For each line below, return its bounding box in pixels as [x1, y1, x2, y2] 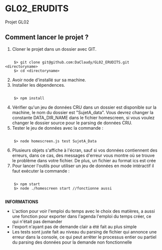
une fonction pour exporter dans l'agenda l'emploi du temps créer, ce [12, 213, 152, 219]
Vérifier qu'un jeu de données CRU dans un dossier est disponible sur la [12, 104, 157, 110]
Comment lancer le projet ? [5, 33, 89, 41]
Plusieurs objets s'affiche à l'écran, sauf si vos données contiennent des [12, 147, 158, 153]
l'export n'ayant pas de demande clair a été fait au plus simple [12, 224, 137, 230]
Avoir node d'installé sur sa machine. [12, 77, 86, 83]
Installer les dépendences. [12, 82, 66, 88]
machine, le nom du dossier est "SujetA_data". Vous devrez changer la [12, 109, 154, 115]
